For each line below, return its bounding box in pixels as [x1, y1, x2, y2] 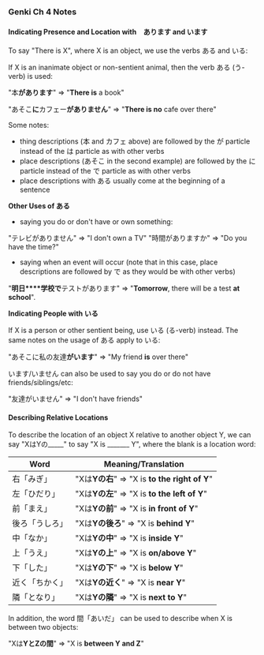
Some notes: [8, 121, 50, 130]
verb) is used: [8, 72, 54, 81]
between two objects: [8, 623, 79, 632]
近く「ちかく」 [12, 577, 69, 588]
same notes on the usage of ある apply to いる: [8, 335, 161, 345]
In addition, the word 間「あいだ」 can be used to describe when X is [8, 614, 232, 623]
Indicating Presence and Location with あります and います [8, 27, 208, 36]
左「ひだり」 [12, 488, 61, 500]
